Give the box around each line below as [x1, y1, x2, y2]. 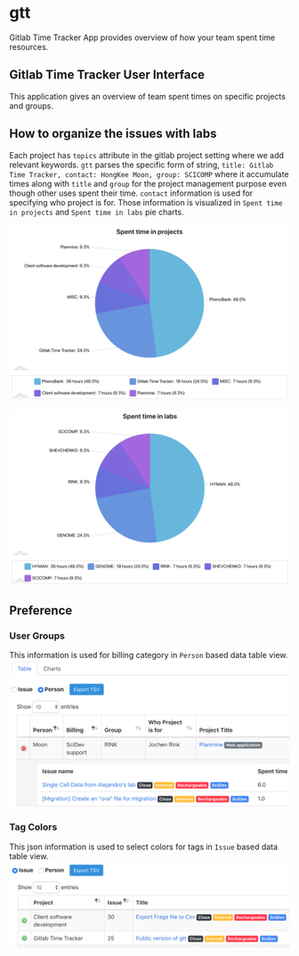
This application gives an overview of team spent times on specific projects [9, 91, 287, 101]
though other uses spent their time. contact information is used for [9, 188, 254, 198]
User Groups [9, 630, 65, 642]
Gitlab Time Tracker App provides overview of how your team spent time [9, 32, 276, 43]
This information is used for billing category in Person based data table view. [9, 650, 288, 661]
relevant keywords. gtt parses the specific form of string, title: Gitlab [9, 159, 274, 170]
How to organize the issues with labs [9, 126, 217, 141]
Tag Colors [9, 821, 58, 833]
